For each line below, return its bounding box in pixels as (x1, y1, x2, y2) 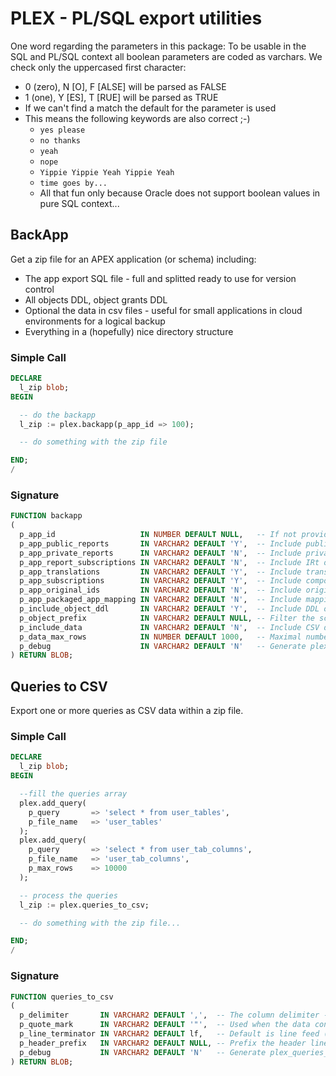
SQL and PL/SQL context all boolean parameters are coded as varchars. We (10, 50, 323, 62)
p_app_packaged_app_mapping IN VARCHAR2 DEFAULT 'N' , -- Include (19, 595, 302, 605)
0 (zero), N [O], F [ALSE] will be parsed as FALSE (24, 80, 227, 92)
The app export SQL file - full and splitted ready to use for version (24, 272, 297, 284)
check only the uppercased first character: (10, 61, 187, 73)
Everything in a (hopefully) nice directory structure (24, 325, 234, 337)
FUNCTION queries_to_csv (10, 992, 114, 1002)
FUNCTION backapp (10, 511, 83, 521)
